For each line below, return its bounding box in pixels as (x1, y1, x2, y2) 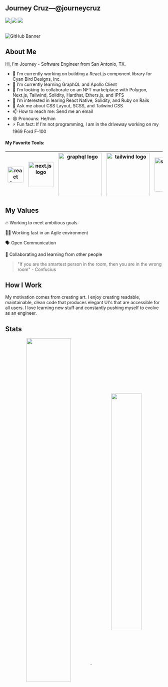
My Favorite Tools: (5, 140, 45, 146)
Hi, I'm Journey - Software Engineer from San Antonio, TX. (5, 61, 126, 67)
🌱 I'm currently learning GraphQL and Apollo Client (12, 81, 117, 87)
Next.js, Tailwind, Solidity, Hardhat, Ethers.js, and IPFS (12, 92, 124, 98)
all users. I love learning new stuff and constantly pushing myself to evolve (5, 305, 159, 311)
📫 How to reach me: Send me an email (12, 108, 93, 114)
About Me (5, 48, 36, 56)
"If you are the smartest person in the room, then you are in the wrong (17, 261, 162, 267)
